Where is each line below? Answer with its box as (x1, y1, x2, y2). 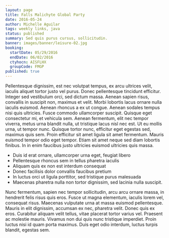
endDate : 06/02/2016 (10, 54, 53, 60)
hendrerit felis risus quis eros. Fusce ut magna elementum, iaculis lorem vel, (5, 194, 164, 200)
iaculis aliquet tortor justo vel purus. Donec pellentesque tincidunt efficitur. (5, 88, 161, 94)
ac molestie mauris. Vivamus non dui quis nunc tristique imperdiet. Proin (5, 216, 156, 222)
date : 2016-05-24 (5, 17, 42, 22)
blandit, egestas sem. (5, 227, 50, 233)
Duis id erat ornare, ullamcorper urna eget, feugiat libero (12, 152, 131, 158)
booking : (5, 45, 24, 50)
